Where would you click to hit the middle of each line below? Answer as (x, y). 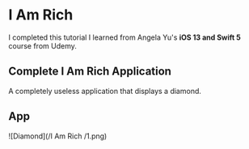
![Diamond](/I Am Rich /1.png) (58, 136)
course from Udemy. (42, 45)
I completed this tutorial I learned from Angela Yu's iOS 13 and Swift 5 (124, 37)
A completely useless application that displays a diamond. (105, 91)
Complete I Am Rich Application (90, 72)
